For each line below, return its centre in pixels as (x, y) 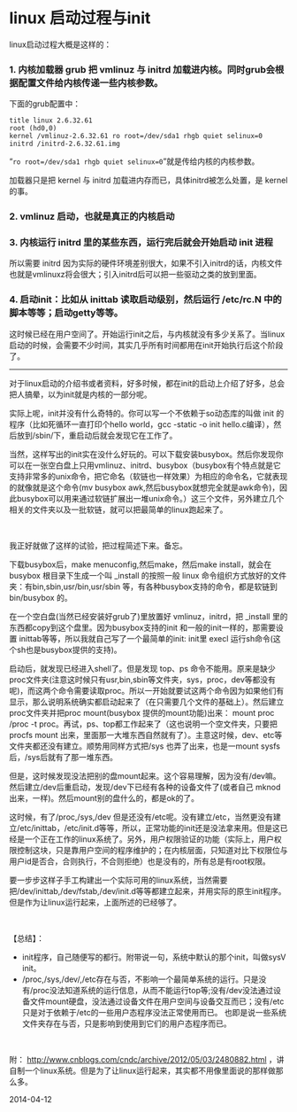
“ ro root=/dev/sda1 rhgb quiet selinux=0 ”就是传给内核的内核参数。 (134, 161)
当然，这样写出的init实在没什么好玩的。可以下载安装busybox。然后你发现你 (147, 454)
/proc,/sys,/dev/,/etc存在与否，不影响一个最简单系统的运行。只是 (140, 979)
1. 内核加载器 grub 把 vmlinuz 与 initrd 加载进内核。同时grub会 (142, 69)
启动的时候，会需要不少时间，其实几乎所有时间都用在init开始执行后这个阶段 (146, 345)
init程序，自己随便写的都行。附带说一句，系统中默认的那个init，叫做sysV (154, 957)
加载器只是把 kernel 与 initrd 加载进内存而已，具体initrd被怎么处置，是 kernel (148, 180)
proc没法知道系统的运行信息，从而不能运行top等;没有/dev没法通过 (153, 990)
